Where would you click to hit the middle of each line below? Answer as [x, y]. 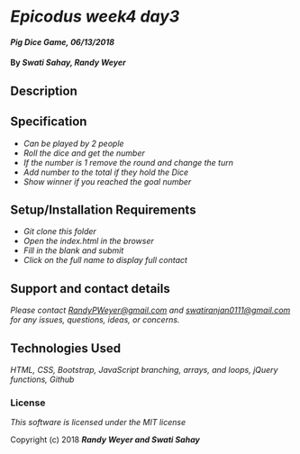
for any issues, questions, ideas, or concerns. [95, 320]
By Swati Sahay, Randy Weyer [68, 63]
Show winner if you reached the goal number [107, 181]
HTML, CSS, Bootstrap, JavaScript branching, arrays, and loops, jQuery [144, 370]
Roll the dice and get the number [84, 153]
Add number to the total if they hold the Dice [106, 172]
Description [44, 91]
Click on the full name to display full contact [105, 260]
